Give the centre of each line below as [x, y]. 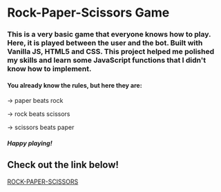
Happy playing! [30, 143]
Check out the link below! [63, 165]
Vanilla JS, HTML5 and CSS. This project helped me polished [111, 52]
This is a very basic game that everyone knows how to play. [109, 35]
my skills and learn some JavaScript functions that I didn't [106, 60]
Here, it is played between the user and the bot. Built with [105, 43]
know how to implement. [49, 69]
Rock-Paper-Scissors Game [88, 13]
